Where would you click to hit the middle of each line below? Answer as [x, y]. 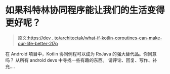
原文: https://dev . [35, 38]
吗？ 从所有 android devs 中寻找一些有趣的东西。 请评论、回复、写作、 [79, 60]
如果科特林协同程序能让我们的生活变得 [85, 10]
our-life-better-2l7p [38, 43]
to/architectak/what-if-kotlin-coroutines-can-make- [108, 38]
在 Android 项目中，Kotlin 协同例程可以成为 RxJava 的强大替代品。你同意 [81, 54]
